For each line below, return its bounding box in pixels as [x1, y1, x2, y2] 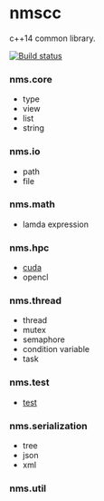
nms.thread [9, 294, 61, 307]
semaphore [22, 334, 65, 345]
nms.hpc [9, 241, 50, 254]
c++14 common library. [9, 33, 96, 44]
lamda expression [22, 219, 89, 230]
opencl [22, 271, 49, 283]
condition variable [22, 344, 90, 355]
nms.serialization [9, 419, 88, 432]
